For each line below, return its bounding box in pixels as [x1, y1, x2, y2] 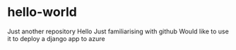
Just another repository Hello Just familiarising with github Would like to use [7, 27, 230, 35]
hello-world [7, 4, 78, 20]
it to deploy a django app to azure [7, 34, 105, 42]
